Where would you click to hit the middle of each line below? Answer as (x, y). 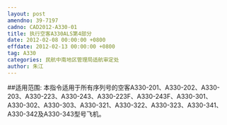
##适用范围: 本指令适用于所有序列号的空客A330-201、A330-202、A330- (114, 87)
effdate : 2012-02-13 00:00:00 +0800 (61, 47)
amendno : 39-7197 (33, 20)
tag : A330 (22, 54)
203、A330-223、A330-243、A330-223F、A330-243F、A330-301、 (110, 96)
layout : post (27, 14)
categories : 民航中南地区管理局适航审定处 (63, 60)
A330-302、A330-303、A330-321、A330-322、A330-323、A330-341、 (115, 105)
